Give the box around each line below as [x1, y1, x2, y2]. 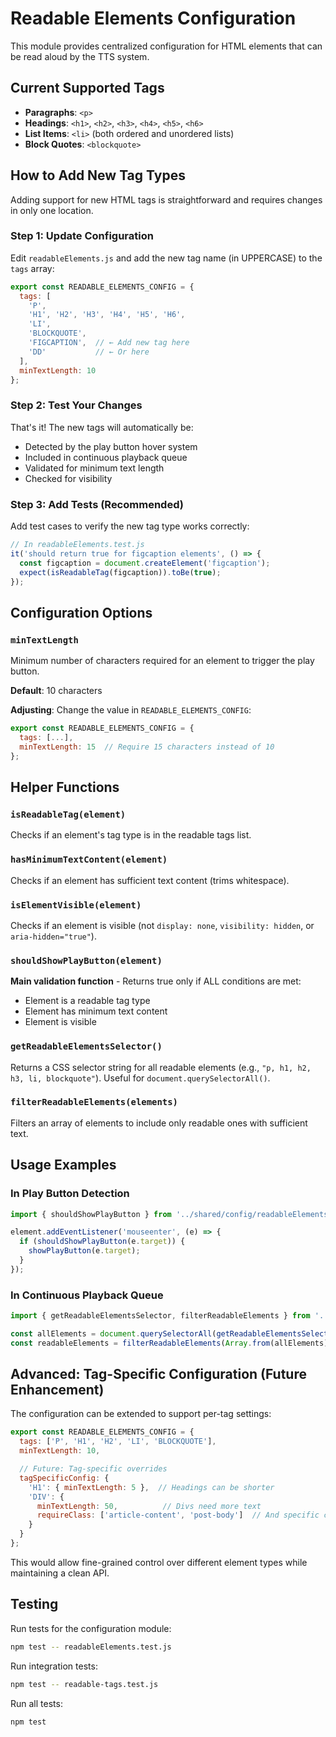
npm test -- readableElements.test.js [10, 1642, 172, 1652]
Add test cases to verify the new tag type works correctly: [10, 520, 250, 532]
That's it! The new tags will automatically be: [10, 421, 194, 433]
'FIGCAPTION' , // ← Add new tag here [28, 338, 190, 348]
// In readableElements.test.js [10, 540, 145, 550]
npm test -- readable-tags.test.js [10, 1679, 159, 1689]
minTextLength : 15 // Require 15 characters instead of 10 [19, 742, 275, 752]
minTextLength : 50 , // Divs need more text [36, 1501, 262, 1511]
